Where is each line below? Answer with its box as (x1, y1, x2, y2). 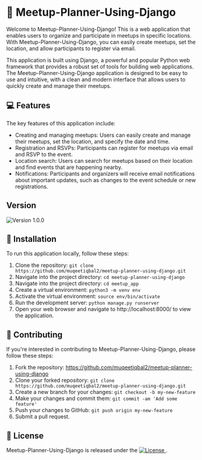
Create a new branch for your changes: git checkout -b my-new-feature (15, 389, 196, 396)
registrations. (15, 183, 48, 190)
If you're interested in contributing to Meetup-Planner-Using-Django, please (6, 346, 196, 353)
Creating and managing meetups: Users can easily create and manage (15, 131, 191, 139)
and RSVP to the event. (15, 151, 73, 158)
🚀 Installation (6, 234, 57, 244)
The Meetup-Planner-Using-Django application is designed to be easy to (6, 69, 188, 76)
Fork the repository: (15, 364, 65, 371)
